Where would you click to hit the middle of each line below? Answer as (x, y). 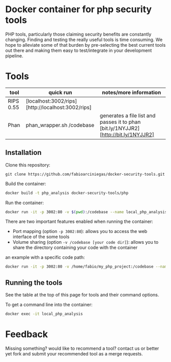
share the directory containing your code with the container (75, 248)
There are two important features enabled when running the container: (79, 221)
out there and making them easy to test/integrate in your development (79, 50)
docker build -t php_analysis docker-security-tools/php (67, 193)
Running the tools (34, 283)
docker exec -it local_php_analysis (44, 314)
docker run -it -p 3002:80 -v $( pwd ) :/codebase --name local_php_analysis (86, 212)
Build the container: (26, 183)
